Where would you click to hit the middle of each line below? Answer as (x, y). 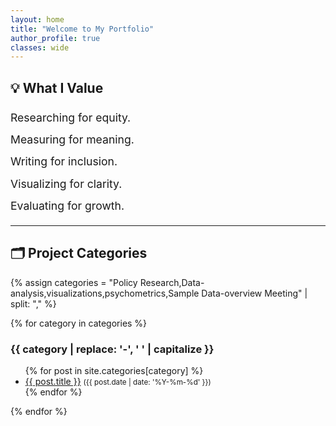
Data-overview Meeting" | (254, 293)
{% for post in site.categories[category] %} (114, 371)
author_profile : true (55, 38)
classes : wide (40, 47)
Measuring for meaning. (72, 139)
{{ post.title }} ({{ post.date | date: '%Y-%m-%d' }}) (118, 382)
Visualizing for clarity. (66, 183)
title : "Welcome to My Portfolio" (82, 29)
